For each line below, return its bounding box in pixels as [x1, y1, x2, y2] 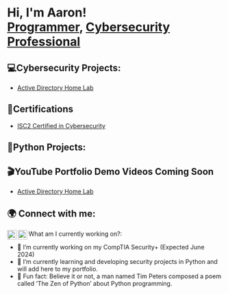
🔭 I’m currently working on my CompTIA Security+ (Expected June [16, 243, 205, 251]
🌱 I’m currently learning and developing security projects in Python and [16, 257, 218, 265]
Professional [7, 34, 81, 49]
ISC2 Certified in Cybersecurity [16, 121, 106, 130]
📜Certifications [7, 103, 74, 115]
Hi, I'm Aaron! [7, 5, 87, 21]
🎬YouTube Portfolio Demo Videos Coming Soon [7, 166, 214, 177]
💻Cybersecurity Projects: [7, 62, 121, 73]
